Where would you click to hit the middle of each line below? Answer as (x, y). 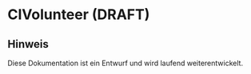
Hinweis (28, 44)
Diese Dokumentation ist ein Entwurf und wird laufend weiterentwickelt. (125, 63)
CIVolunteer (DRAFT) (79, 15)
